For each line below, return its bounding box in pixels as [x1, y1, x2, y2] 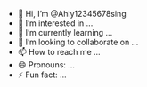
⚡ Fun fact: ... [17, 69, 67, 80]
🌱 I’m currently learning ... [17, 28, 113, 37]
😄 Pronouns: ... [17, 59, 76, 70]
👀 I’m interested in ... [17, 18, 94, 28]
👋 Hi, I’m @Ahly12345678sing [17, 9, 127, 19]
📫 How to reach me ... [17, 47, 101, 57]
